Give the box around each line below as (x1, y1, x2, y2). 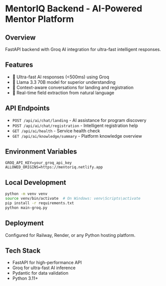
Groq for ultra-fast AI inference (12, 265, 76, 271)
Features (5, 60, 33, 69)
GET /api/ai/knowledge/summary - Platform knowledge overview (12, 133, 142, 139)
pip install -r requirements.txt (5, 201, 74, 206)
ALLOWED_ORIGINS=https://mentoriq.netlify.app (5, 165, 103, 170)
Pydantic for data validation (12, 270, 68, 276)
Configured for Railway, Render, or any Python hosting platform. (5, 232, 136, 238)
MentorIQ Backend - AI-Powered (5, 3, 143, 14)
